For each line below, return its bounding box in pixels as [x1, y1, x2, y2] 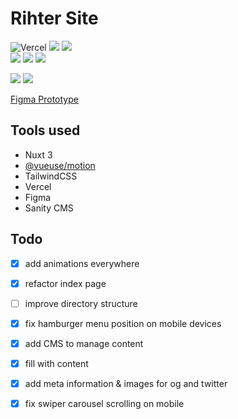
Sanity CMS [24, 202, 74, 214]
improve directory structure [24, 297, 138, 309]
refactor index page [24, 277, 107, 289]
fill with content [24, 357, 89, 369]
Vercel [24, 180, 52, 192]
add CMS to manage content [24, 337, 144, 349]
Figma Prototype [10, 93, 79, 105]
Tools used [10, 122, 81, 139]
